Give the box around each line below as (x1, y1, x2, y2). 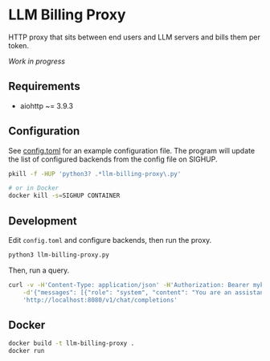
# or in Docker (8, 184, 59, 192)
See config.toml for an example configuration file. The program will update (8, 146, 256, 155)
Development (8, 214, 78, 228)
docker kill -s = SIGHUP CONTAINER (8, 191, 121, 200)
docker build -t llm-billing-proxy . (8, 339, 135, 347)
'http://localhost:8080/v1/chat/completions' (22, 296, 178, 304)
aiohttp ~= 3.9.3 (19, 101, 74, 110)
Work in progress (8, 56, 66, 66)
